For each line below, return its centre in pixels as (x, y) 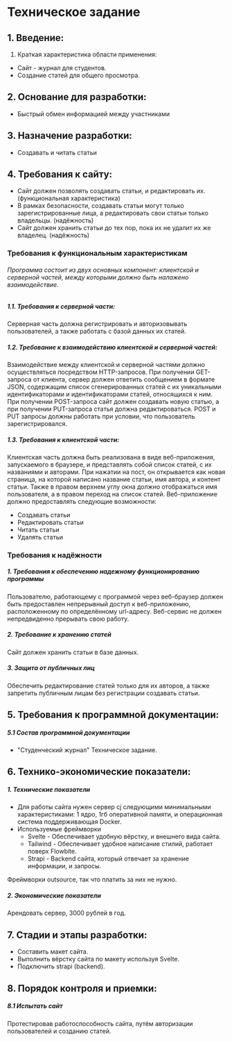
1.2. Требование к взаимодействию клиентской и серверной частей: (113, 347)
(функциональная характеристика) (69, 198)
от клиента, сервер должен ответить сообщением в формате (124, 379)
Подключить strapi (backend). (61, 966)
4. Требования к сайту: (60, 174)
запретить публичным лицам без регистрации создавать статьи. (104, 693)
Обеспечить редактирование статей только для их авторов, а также (108, 685)
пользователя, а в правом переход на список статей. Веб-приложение (113, 494)
